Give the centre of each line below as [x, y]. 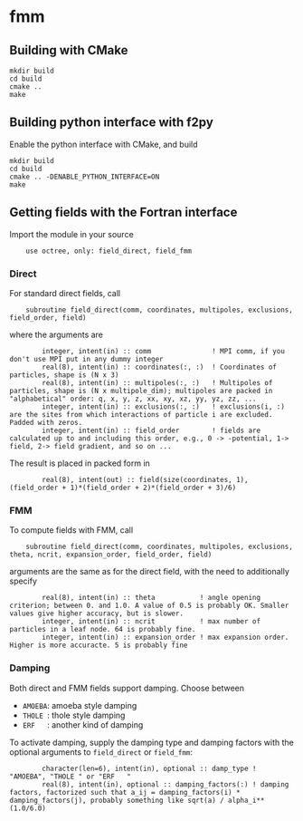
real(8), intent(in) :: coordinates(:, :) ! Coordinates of [160, 367]
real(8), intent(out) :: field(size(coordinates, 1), [145, 479]
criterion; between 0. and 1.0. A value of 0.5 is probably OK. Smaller [149, 606]
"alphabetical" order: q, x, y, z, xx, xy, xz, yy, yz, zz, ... [133, 399]
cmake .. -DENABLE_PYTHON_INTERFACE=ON [85, 177]
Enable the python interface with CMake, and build [104, 144]
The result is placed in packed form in [80, 463]
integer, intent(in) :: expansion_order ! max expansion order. [166, 637]
